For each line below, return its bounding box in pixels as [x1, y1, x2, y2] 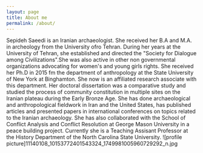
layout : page [6, 8, 39, 15]
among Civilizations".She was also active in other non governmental [6, 56, 176, 64]
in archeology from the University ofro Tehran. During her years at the [6, 43, 181, 50]
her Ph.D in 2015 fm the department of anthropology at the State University [6, 69, 194, 76]
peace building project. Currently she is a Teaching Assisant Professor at [6, 127, 188, 134]
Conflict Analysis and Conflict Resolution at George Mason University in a [6, 121, 190, 128]
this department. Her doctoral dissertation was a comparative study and [6, 82, 186, 89]
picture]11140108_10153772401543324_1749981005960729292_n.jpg [6, 140, 178, 148]
